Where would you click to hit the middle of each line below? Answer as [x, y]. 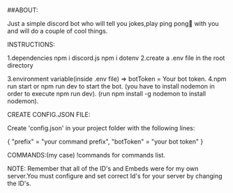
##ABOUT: [23, 10]
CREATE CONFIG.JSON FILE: [49, 115]
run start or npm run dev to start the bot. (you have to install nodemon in [111, 86]
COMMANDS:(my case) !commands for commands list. [87, 155]
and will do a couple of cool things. [58, 31]
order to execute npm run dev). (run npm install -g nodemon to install [107, 94]
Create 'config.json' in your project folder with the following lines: [101, 128]
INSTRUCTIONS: [31, 44]
